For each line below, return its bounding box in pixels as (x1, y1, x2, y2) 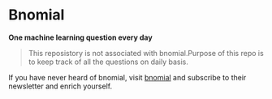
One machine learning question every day (8, 32, 153, 42)
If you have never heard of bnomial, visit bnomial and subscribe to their (8, 72, 247, 82)
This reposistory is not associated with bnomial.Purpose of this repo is (28, 48, 264, 58)
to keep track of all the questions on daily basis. (28, 57, 188, 67)
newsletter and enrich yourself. (8, 81, 112, 91)
